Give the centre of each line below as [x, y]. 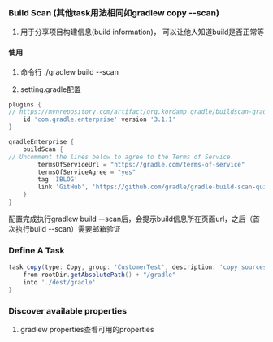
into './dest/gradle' [59, 282]
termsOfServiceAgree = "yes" [87, 172]
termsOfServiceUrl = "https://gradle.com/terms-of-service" [141, 164]
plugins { [25, 104]
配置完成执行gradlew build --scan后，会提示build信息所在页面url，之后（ [131, 219]
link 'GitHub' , [63, 187]
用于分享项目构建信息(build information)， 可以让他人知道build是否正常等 [142, 32]
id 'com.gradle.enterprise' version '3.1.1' [100, 119]
